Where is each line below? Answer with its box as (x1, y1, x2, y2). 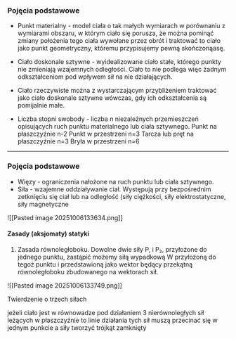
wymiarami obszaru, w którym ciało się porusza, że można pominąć (17, 29, 214, 37)
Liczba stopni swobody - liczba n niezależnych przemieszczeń (17, 115, 199, 123)
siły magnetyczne (17, 200, 69, 208)
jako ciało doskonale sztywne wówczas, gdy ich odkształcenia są (17, 94, 207, 102)
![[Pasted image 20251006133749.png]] (7, 281, 123, 290)
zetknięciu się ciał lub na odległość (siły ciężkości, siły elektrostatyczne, (17, 192, 226, 200)
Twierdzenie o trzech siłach (7, 295, 87, 303)
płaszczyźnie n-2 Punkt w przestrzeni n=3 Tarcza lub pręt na (17, 129, 195, 139)
